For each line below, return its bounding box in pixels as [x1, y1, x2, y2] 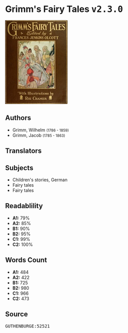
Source [5, 310, 28, 318]
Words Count [5, 256, 47, 264]
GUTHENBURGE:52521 [5, 324, 50, 329]
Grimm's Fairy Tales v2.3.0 [5, 3, 123, 15]
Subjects [5, 163, 33, 172]
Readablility [5, 202, 43, 210]
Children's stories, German [12, 177, 68, 183]
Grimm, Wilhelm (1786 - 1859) [12, 127, 69, 133]
